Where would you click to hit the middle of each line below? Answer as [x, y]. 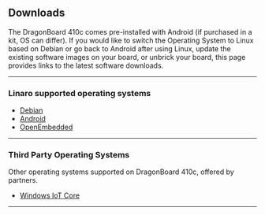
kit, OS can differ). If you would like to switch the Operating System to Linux [131, 40]
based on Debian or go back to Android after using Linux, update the [119, 48]
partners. [23, 180]
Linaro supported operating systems [80, 93]
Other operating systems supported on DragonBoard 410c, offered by [121, 172]
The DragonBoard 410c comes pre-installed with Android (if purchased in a [130, 32]
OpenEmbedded [46, 127]
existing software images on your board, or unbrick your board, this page [127, 57]
